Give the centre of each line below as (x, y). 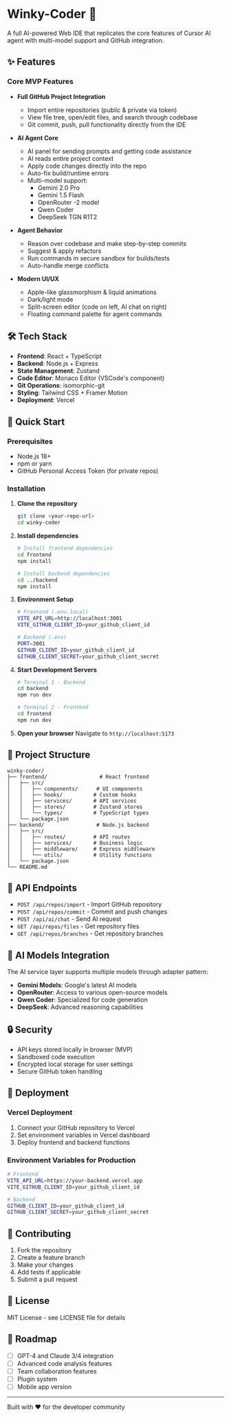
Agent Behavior (40, 230)
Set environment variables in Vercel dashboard (83, 1135)
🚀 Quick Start (36, 422)
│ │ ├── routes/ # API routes (69, 837)
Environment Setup (45, 599)
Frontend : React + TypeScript (59, 356)
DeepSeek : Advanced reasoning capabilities (80, 1007)
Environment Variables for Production (71, 1160)
